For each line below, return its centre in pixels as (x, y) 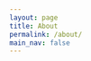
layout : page (34, 17)
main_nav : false (40, 43)
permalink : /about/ (46, 34)
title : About (34, 26)
